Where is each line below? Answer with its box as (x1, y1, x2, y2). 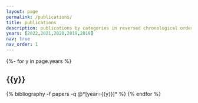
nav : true (6, 36, 31, 42)
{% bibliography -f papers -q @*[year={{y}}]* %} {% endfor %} (6, 90, 161, 97)
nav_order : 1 (6, 42, 38, 48)
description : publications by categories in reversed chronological (6, 25, 178, 31)
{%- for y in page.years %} (6, 57, 72, 65)
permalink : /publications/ (6, 14, 72, 20)
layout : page (6, 8, 38, 15)
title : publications (6, 19, 57, 25)
